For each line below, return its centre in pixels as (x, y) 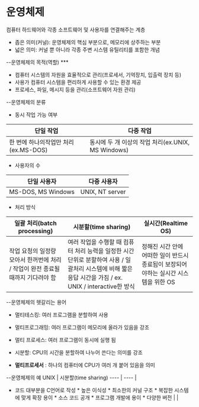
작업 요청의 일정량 (33, 251)
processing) (36, 231)
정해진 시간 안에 (163, 246)
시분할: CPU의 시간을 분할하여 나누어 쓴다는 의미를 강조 (79, 352)
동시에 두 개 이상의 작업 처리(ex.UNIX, (140, 142)
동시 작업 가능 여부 (36, 114)
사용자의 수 (28, 165)
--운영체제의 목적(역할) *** (37, 62)
